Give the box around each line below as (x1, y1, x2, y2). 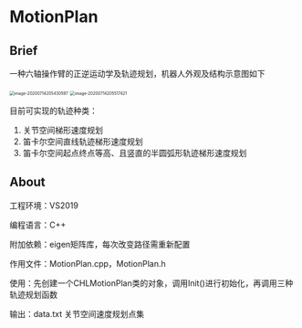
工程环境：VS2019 (9, 199, 79, 211)
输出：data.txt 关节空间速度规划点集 (9, 308, 144, 319)
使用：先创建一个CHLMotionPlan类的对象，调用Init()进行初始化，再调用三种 (9, 277, 294, 289)
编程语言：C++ (9, 219, 67, 230)
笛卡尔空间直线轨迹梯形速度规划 (22, 136, 143, 147)
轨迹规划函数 (9, 289, 57, 300)
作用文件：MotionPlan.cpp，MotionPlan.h (9, 258, 166, 269)
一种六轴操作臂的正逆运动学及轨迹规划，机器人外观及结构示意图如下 (9, 69, 266, 79)
